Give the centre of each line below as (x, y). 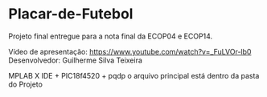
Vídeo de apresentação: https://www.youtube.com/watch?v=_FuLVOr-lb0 (130, 51)
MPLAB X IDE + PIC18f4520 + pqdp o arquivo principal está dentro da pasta (134, 75)
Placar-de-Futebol (71, 14)
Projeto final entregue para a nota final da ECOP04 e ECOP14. (111, 36)
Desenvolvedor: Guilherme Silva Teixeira (76, 60)
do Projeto (25, 84)
